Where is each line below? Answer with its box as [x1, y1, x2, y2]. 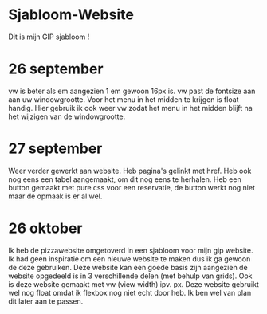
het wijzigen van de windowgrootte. [8, 112, 126, 121]
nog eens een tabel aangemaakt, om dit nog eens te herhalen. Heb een [8, 174, 241, 184]
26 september [8, 60, 104, 78]
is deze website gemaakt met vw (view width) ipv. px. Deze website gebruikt [8, 279, 259, 288]
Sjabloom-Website [8, 6, 134, 24]
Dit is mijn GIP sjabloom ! [8, 32, 90, 41]
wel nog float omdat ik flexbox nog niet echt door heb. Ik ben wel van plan [8, 288, 252, 297]
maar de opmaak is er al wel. [8, 191, 103, 201]
